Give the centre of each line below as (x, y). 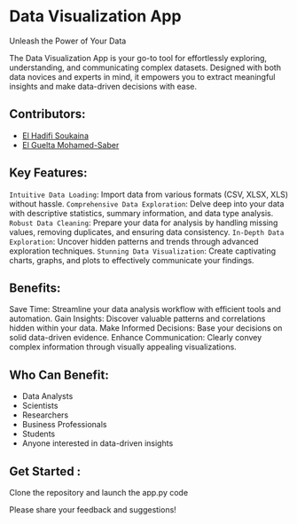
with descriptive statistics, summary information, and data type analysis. (141, 213)
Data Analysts (47, 396)
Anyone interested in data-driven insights (98, 443)
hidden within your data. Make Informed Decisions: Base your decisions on (146, 328)
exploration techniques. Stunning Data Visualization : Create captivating (143, 251)
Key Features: (48, 173)
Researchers (45, 415)
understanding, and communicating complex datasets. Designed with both (145, 67)
